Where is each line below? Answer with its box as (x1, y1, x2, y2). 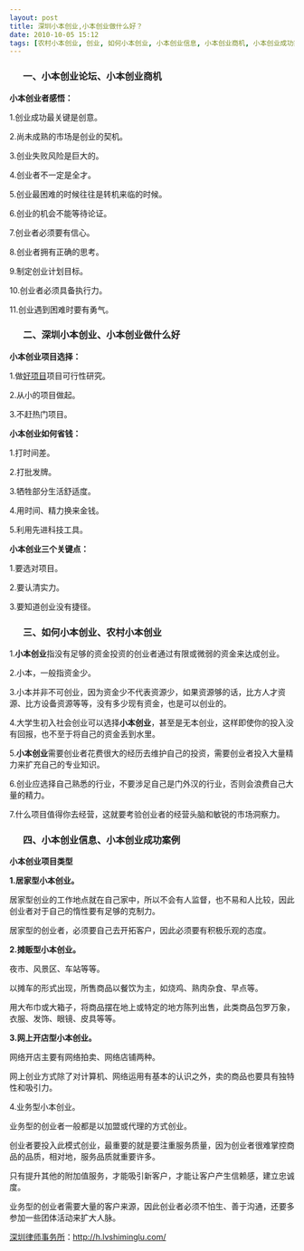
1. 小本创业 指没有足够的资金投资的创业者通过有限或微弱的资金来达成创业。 (9, 648, 285, 659)
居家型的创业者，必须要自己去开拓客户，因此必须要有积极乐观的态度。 (9, 925, 271, 936)
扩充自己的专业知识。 (24, 759, 105, 770)
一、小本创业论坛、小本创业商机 (22, 70, 163, 82)
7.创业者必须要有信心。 (9, 227, 95, 238)
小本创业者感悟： (9, 92, 73, 103)
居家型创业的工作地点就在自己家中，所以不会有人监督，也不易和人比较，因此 (9, 894, 295, 905)
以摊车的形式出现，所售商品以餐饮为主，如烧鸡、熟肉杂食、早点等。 (9, 983, 263, 994)
